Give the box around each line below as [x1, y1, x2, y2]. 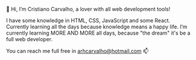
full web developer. [6, 36, 53, 42]
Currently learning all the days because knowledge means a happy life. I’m [6, 24, 188, 30]
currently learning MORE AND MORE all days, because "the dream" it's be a [6, 29, 191, 36]
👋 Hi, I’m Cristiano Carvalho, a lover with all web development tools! [6, 6, 171, 12]
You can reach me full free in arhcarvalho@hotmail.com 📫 [6, 48, 149, 54]
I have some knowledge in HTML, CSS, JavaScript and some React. [6, 17, 171, 24]
